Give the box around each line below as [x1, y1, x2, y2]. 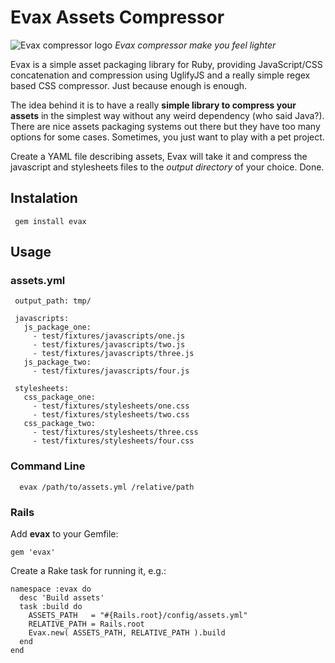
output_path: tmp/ [14, 296, 92, 306]
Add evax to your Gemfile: [10, 528, 119, 540]
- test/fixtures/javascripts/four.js [32, 366, 190, 376]
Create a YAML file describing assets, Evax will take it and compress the [10, 150, 308, 162]
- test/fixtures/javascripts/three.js [32, 349, 195, 359]
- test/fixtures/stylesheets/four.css [32, 436, 195, 446]
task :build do [19, 602, 83, 612]
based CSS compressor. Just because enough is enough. [10, 79, 248, 91]
